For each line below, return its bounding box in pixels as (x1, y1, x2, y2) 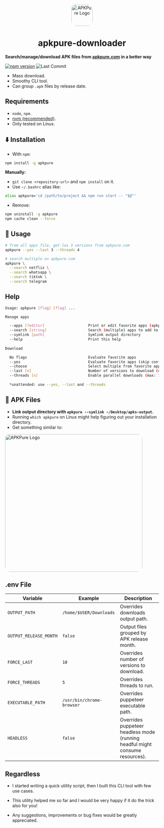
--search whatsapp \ (9, 270, 51, 275)
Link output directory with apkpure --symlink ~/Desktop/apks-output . (12, 408, 154, 415)
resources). (120, 753, 146, 760)
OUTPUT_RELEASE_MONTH (7, 633, 58, 639)
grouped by (120, 630, 146, 637)
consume (120, 747, 142, 754)
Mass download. (12, 72, 45, 78)
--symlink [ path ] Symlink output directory (9, 332, 141, 337)
